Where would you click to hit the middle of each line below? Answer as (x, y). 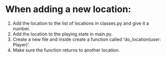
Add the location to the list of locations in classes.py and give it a (81, 23)
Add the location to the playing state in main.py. (63, 34)
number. (21, 28)
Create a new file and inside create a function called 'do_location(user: (87, 39)
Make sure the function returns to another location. (66, 50)
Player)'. (21, 44)
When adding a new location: (68, 9)
